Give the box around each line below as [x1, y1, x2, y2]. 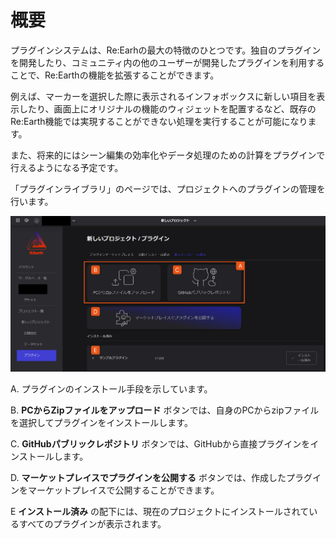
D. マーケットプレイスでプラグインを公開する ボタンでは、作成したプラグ [10, 471, 313, 483]
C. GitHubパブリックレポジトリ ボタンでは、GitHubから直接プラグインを [10, 437, 311, 450]
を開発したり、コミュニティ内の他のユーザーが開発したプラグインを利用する [10, 56, 325, 68]
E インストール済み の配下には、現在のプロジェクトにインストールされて [10, 505, 310, 517]
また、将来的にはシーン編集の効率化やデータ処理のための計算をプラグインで [10, 149, 326, 161]
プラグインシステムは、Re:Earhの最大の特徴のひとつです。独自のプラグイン [10, 44, 322, 56]
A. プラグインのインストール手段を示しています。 [10, 382, 213, 395]
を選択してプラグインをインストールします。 [10, 416, 193, 428]
